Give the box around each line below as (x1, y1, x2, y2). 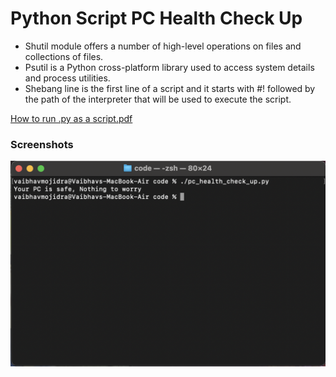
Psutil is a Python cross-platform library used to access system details (24, 61, 315, 73)
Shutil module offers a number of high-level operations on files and (24, 40, 302, 52)
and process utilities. (24, 72, 111, 84)
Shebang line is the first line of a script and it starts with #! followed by (24, 82, 316, 94)
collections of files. (24, 50, 104, 62)
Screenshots (10, 137, 74, 151)
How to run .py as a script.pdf (10, 112, 133, 124)
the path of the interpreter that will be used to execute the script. (24, 93, 292, 105)
